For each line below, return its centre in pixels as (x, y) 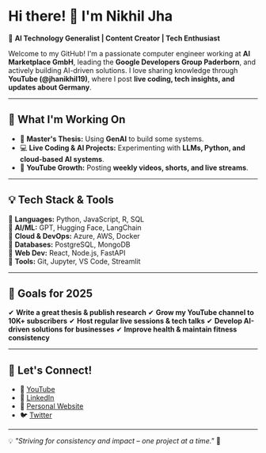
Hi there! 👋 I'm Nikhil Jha (91, 16)
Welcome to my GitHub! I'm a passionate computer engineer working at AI (129, 53)
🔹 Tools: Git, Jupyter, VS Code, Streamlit (74, 261)
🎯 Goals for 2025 (51, 293)
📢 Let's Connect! (50, 370)
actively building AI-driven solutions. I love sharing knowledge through (123, 70)
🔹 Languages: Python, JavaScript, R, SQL (76, 219)
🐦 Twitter (36, 415)
